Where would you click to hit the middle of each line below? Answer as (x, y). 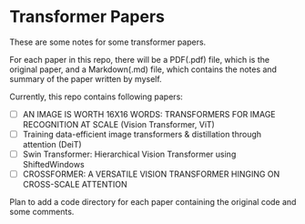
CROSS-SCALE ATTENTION (75, 185)
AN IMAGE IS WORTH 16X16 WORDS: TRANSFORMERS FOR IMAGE (149, 114)
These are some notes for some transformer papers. (108, 42)
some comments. (42, 212)
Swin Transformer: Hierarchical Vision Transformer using (129, 154)
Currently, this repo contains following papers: (97, 97)
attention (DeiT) (52, 145)
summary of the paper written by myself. (86, 78)
